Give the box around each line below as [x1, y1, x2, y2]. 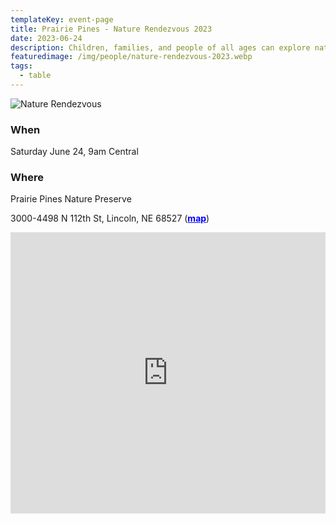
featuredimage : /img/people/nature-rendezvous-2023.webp [10, 52, 253, 62]
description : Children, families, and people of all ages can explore [10, 42, 311, 53]
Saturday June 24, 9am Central [10, 146, 139, 158]
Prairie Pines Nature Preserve [10, 193, 132, 205]
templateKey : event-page [10, 14, 114, 25]
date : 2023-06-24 [10, 33, 83, 43]
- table [19, 71, 52, 81]
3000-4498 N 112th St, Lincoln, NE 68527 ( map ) [10, 212, 210, 225]
